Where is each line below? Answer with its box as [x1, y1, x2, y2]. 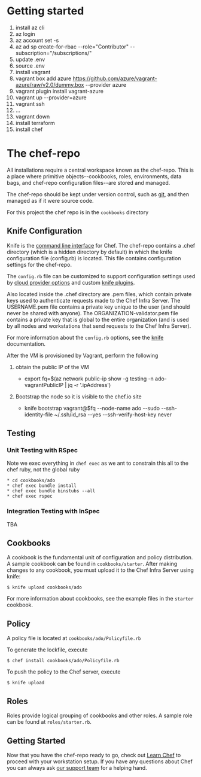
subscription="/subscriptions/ [15, 49, 90, 56]
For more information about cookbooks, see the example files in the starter [7, 595, 194, 602]
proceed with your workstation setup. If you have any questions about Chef [7, 758, 193, 765]
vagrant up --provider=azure [15, 94, 87, 101]
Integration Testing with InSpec [7, 507, 100, 516]
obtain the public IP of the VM [15, 363, 89, 370]
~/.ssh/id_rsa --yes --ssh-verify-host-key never [54, 411, 172, 418]
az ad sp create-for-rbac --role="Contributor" [15, 43, 129, 50]
